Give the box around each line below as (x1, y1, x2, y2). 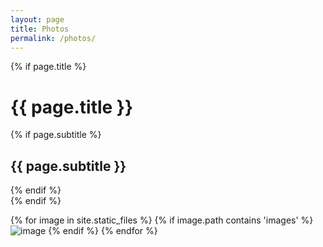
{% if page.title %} (10, 61, 87, 73)
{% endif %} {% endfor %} (48, 225, 158, 237)
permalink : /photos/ (10, 33, 97, 43)
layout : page (10, 14, 65, 25)
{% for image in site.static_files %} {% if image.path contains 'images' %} (10, 214, 314, 226)
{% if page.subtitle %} (10, 129, 102, 141)
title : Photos (10, 24, 70, 34)
